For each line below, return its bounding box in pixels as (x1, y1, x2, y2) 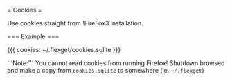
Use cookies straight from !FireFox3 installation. (7, 19, 143, 27)
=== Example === (7, 32, 60, 40)
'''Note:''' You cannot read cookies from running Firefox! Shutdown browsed (7, 59, 225, 67)
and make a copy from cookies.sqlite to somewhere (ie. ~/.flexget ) (7, 67, 204, 74)
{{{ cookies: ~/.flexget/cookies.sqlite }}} (7, 46, 121, 54)
